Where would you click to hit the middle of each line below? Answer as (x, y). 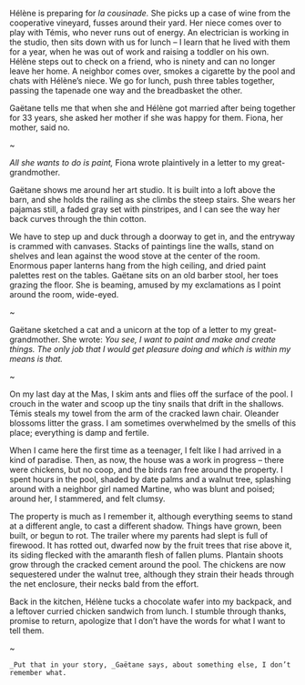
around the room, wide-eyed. (64, 294)
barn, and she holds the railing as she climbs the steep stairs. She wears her (152, 200)
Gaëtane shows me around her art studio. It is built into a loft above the (142, 190)
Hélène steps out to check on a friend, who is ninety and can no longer (142, 61)
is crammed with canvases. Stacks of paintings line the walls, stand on (142, 246)
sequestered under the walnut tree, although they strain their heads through (152, 574)
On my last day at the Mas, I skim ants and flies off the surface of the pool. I (151, 394)
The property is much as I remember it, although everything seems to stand (151, 516)
